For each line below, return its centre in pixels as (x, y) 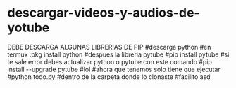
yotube (29, 28)
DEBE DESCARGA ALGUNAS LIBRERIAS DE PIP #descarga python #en (109, 47)
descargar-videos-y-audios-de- (104, 13)
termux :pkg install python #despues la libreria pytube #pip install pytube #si (118, 54)
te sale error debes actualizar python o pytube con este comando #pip (110, 61)
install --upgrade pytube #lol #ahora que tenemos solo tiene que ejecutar (114, 69)
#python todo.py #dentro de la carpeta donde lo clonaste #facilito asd (109, 76)
